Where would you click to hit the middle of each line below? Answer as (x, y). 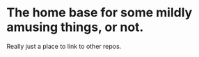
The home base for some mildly (99, 13)
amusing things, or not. (75, 27)
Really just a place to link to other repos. (64, 46)
